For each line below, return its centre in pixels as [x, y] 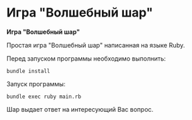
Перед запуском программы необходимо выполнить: [86, 58]
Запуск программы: [36, 83]
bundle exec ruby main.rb [44, 97]
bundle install [28, 71]
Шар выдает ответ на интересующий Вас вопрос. [80, 109]
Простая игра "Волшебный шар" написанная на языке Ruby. [96, 45]
